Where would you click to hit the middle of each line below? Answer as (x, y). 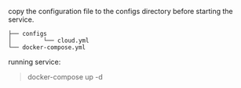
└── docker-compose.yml (47, 48)
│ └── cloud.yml (49, 40)
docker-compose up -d (65, 77)
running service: (35, 62)
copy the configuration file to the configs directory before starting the (120, 11)
